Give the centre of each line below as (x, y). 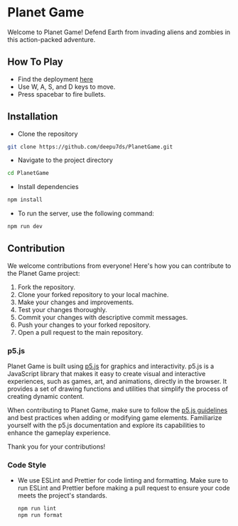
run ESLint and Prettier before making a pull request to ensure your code (124, 488)
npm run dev (25, 227)
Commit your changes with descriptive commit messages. (103, 317)
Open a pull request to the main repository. (80, 332)
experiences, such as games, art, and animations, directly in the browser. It (117, 382)
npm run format (40, 515)
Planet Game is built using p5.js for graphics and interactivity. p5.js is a (111, 366)
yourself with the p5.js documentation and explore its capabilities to (106, 425)
